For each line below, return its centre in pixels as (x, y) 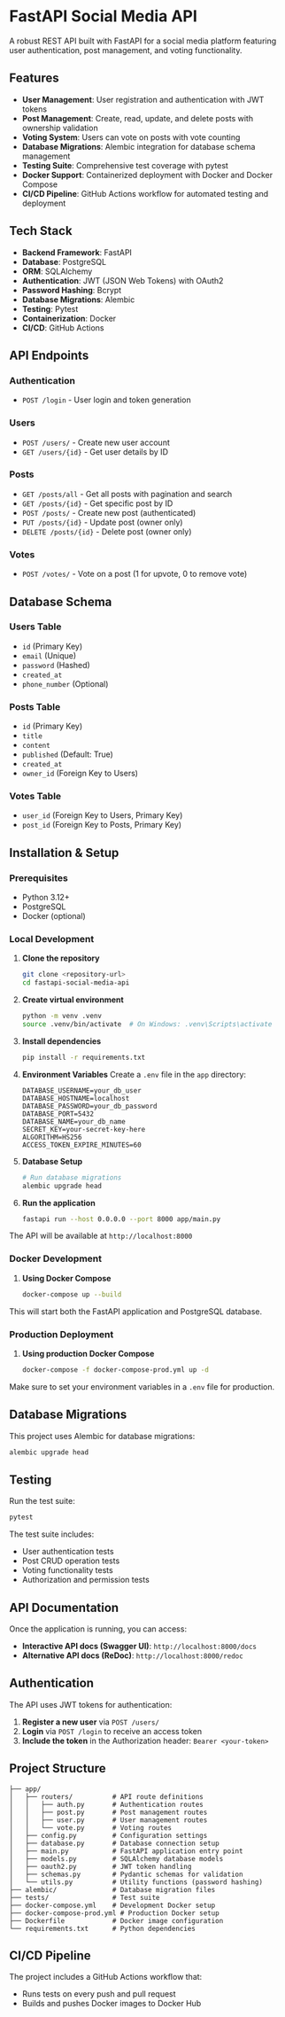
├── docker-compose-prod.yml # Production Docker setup (114, 1913)
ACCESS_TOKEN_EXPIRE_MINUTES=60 (81, 1145)
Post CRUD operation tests (71, 1561)
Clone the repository (61, 958)
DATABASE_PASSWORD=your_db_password (89, 1106)
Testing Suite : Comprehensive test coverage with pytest (125, 165)
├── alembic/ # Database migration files (112, 1889)
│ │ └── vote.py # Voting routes (91, 1827)
